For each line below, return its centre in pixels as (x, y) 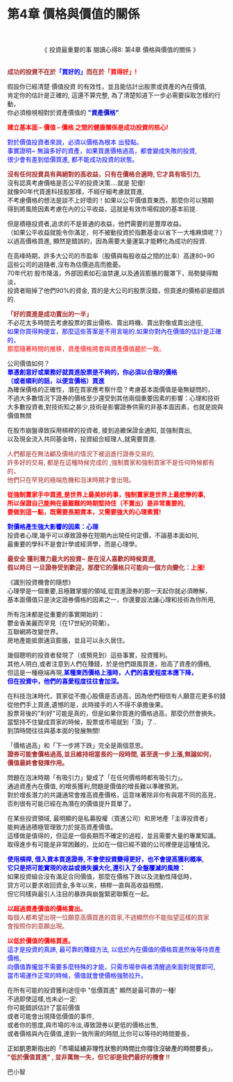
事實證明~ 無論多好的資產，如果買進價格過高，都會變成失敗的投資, (102, 151)
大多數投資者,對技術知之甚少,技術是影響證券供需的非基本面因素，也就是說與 (115, 406)
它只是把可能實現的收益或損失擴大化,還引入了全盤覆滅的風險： (96, 867)
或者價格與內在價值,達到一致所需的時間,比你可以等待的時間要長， (100, 1033)
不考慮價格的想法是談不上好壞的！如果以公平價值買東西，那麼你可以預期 (110, 200)
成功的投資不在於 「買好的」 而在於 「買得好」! (72, 72)
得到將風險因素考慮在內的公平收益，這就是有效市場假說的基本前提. (102, 208)
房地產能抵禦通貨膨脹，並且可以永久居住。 (68, 640)
